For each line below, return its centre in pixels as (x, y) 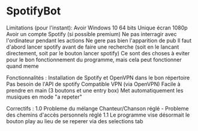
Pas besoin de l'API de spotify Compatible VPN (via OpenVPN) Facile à (94, 84)
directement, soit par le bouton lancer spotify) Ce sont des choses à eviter (98, 53)
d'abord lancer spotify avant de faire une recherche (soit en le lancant (93, 47)
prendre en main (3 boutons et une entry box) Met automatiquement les (95, 90)
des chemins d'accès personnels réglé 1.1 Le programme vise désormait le (98, 115)
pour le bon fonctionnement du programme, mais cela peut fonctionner (94, 59)
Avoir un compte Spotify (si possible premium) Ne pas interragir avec (91, 34)
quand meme (22, 66)
